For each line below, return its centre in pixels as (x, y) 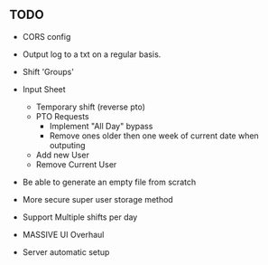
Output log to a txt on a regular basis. (92, 54)
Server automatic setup (66, 251)
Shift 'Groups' (48, 71)
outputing (67, 145)
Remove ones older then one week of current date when (154, 136)
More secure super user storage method (97, 199)
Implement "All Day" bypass (101, 126)
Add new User (63, 155)
